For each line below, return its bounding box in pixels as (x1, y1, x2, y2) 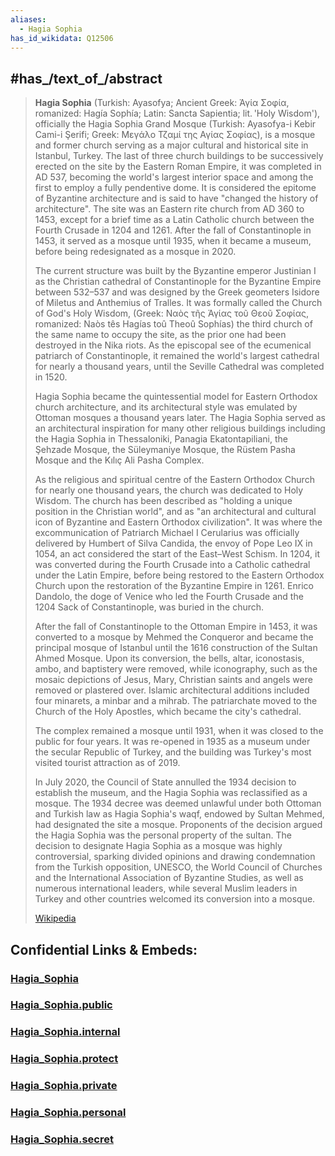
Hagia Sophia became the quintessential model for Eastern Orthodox (34, 391, 318, 403)
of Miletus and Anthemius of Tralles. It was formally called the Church (34, 297, 323, 309)
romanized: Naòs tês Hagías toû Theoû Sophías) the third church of (34, 318, 313, 330)
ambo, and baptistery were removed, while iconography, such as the (34, 663, 318, 675)
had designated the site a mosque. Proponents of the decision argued (34, 819, 323, 831)
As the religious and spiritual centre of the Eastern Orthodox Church (34, 474, 315, 486)
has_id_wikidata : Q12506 (10, 33, 114, 43)
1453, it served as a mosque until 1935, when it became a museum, (34, 235, 312, 247)
